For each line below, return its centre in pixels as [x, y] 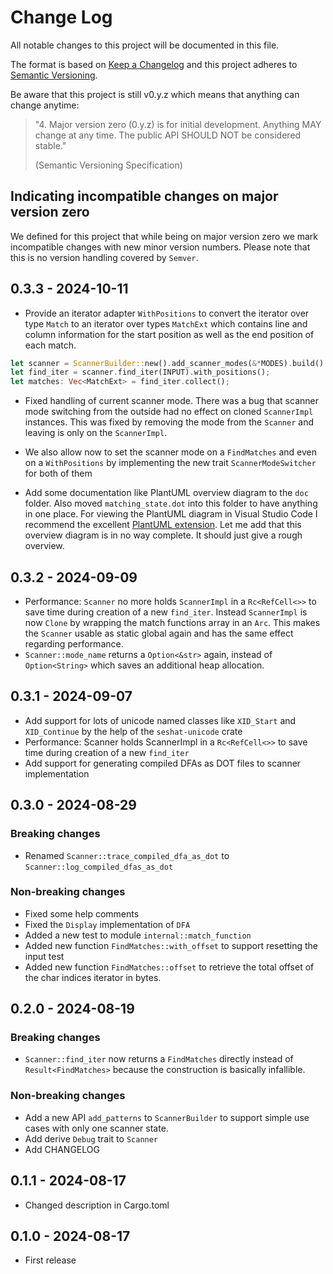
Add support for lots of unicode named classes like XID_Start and [160, 720]
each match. [50, 345]
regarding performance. [74, 644]
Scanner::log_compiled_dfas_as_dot [99, 867]
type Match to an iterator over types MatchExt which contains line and [166, 323]
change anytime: [45, 105]
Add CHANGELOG [62, 1149]
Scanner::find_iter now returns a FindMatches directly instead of [159, 1059]
